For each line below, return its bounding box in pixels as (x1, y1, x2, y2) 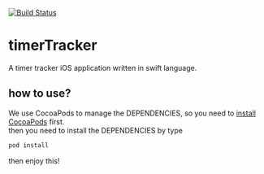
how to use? (8, 86, 71, 101)
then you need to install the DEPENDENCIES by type (8, 125, 183, 135)
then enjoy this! (8, 155, 60, 166)
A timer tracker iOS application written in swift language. (8, 63, 197, 72)
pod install (8, 141, 49, 150)
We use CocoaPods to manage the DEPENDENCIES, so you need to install (8, 108, 256, 118)
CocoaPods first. (8, 116, 65, 126)
